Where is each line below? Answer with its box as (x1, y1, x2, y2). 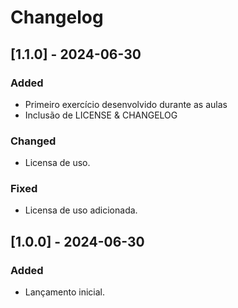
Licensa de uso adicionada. (24, 204, 138, 216)
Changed (10, 134, 57, 148)
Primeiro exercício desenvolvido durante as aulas (24, 98, 228, 110)
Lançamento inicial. (24, 286, 106, 298)
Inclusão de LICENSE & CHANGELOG (24, 109, 178, 121)
